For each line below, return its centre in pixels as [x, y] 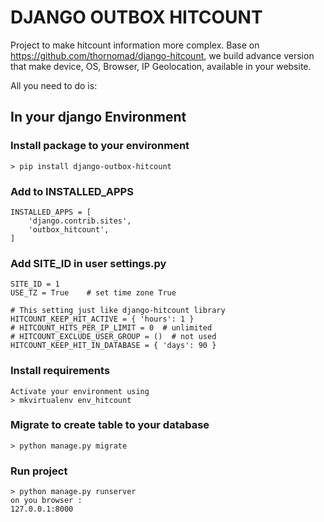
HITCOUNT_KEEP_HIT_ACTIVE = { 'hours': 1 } [102, 319]
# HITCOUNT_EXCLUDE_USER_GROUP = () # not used [113, 337]
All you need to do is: [54, 85]
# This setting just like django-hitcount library [118, 311]
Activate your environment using [80, 391]
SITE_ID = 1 [35, 284]
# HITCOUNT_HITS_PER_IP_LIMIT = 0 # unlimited [111, 328]
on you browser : [46, 501]
